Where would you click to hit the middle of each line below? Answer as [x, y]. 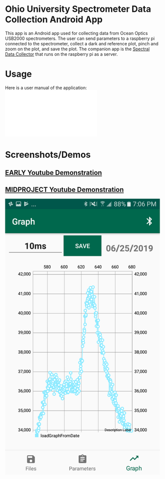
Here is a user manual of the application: [46, 88]
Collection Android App [54, 19]
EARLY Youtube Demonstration [54, 173]
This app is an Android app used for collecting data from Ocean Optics [77, 33]
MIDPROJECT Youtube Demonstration [65, 189]
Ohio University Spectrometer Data [78, 9]
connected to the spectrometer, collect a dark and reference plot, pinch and [82, 43]
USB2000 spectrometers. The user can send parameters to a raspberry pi [80, 38]
